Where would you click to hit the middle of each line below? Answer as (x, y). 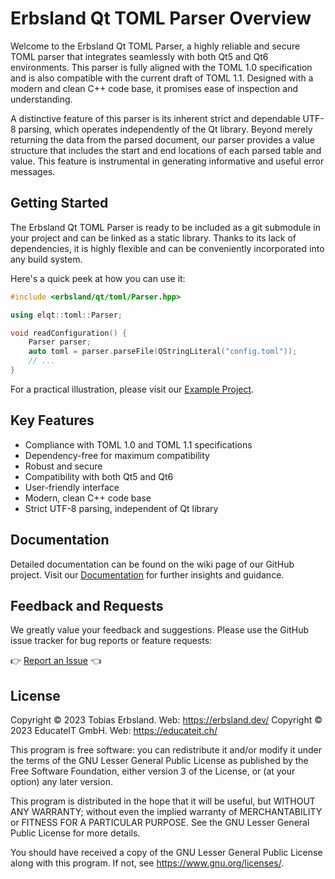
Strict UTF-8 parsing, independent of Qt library (121, 508)
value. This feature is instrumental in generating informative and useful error (167, 161)
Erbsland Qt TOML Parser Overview (161, 18)
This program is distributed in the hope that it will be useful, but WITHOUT (163, 801)
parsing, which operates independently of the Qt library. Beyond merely (165, 129)
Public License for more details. (75, 833)
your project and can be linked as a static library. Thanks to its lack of (153, 238)
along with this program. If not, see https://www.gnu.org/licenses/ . (147, 863)
